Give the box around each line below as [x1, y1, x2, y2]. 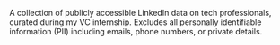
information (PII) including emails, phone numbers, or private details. [9, 26, 263, 36]
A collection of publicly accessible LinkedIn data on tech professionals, [9, 8, 272, 18]
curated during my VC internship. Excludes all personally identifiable [9, 17, 262, 27]
